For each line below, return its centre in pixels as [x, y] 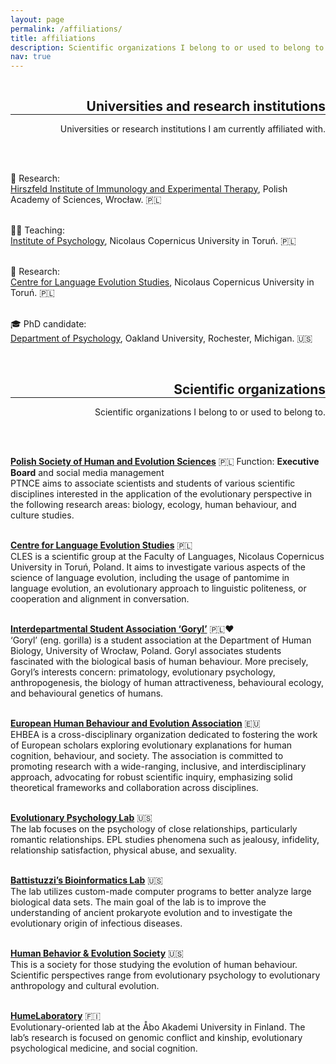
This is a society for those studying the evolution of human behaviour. [154, 964]
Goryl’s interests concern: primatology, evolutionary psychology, [143, 672]
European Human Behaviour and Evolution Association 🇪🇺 [135, 723]
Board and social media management [87, 472]
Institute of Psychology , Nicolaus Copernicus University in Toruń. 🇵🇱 [153, 240]
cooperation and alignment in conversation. [100, 598]
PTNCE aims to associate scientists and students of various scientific [153, 483]
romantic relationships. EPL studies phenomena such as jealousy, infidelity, [165, 839]
